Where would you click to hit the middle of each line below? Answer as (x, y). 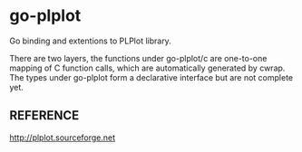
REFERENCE (44, 115)
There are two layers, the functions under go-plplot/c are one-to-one (138, 58)
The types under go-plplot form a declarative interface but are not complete (151, 77)
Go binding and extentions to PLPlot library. (91, 41)
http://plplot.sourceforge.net (63, 138)
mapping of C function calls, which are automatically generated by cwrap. (147, 68)
